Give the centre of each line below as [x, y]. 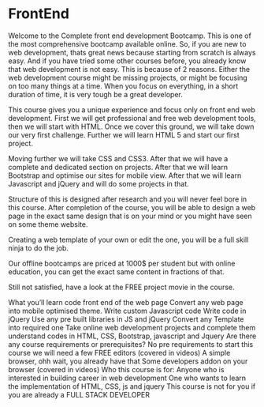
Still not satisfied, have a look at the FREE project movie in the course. [121, 287]
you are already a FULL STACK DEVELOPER [79, 394]
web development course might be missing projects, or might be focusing [128, 77]
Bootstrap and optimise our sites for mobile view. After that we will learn [125, 175]
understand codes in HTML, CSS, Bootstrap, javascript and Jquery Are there [132, 336]
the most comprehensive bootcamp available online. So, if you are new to [127, 43]
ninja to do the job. [39, 248]
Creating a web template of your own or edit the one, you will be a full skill [128, 239]
